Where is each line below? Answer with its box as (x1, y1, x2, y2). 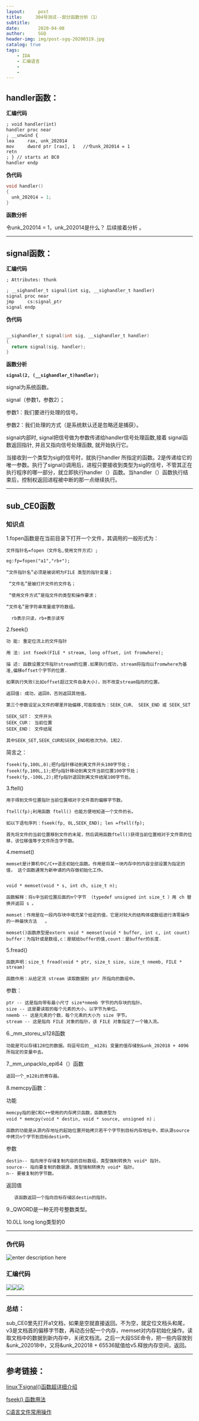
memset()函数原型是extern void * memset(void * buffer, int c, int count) (6, 930, 191, 936)
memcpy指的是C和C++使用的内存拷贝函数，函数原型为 (6, 1109, 117, 1116)
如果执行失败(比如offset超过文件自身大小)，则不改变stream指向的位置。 (6, 679, 163, 685)
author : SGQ (6, 31, 46, 37)
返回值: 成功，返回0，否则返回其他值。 (6, 690, 89, 696)
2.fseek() (6, 626, 28, 633)
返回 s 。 (14, 900, 37, 907)
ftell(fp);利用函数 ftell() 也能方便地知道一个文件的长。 (6, 808, 136, 815)
